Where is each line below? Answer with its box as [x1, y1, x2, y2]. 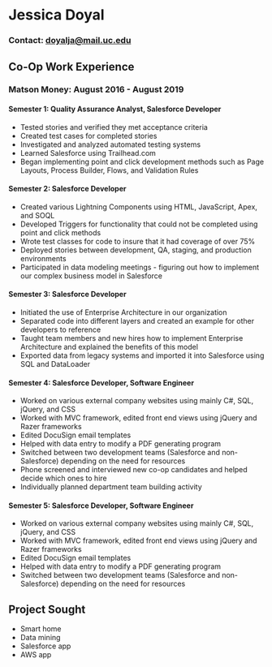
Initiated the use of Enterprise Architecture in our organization [19, 308, 227, 317]
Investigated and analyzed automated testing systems [19, 140, 201, 149]
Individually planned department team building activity [19, 482, 203, 492]
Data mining [19, 633, 61, 643]
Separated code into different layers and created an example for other [19, 316, 254, 326]
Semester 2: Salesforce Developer [8, 184, 127, 194]
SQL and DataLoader [19, 359, 91, 369]
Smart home [19, 624, 63, 634]
